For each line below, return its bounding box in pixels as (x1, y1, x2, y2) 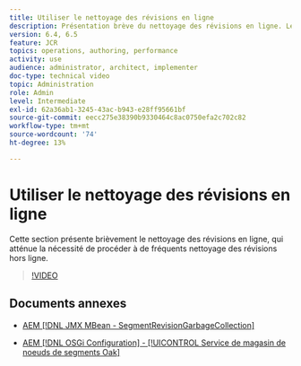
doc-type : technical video (9, 72, 110, 81)
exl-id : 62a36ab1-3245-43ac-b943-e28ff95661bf (9, 105, 186, 114)
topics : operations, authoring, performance (9, 47, 178, 56)
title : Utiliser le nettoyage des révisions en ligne (9, 13, 215, 22)
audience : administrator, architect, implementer (9, 64, 199, 73)
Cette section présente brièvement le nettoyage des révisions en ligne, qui (9, 233, 284, 244)
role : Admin (9, 88, 54, 97)
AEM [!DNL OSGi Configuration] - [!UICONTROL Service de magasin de (21, 337, 287, 348)
